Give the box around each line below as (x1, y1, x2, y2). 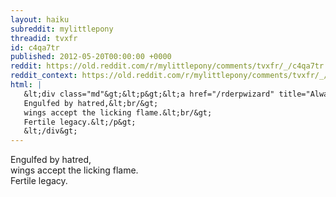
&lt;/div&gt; (23, 126, 78, 136)
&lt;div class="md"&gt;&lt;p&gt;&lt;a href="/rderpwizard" (23, 89, 275, 99)
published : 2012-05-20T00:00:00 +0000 (10, 52, 172, 62)
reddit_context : (10, 71, 78, 81)
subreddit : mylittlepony (10, 24, 114, 34)
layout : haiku (10, 14, 70, 25)
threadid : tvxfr (10, 33, 78, 43)
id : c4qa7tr (10, 42, 60, 53)
